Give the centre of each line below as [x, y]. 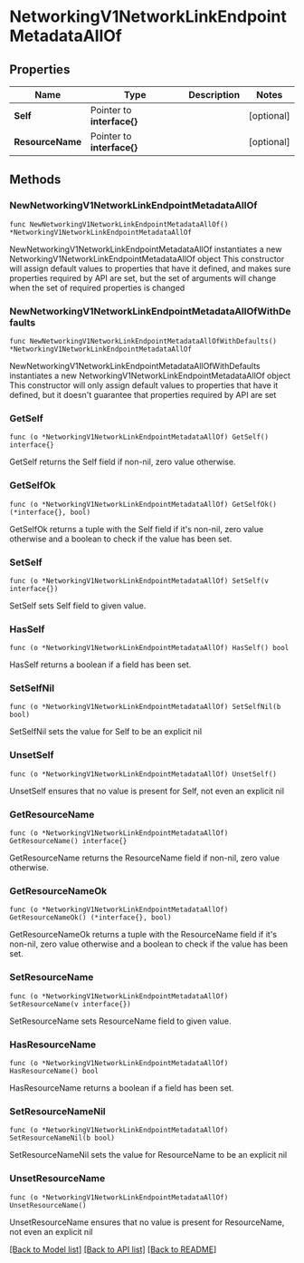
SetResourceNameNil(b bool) [62, 1138]
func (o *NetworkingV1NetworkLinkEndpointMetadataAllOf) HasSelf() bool [149, 648]
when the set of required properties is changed [97, 287]
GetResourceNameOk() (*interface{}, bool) [90, 918]
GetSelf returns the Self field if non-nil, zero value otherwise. [123, 462]
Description [214, 95]
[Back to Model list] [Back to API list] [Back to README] [113, 1249]
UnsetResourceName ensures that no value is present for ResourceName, [147, 1222]
